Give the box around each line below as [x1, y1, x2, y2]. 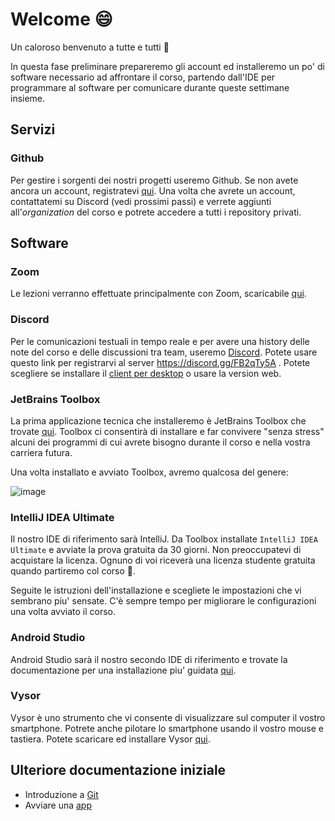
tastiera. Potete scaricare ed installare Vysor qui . [10, 733, 211, 745]
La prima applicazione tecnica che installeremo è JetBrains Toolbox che [10, 414, 307, 427]
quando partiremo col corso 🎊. [10, 565, 137, 577]
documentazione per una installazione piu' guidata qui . [10, 664, 237, 676]
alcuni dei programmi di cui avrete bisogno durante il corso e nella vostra [10, 436, 311, 448]
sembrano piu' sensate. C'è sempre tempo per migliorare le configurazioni [10, 595, 317, 607]
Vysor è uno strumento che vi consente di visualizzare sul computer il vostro [10, 711, 326, 723]
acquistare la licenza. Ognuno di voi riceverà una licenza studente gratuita [10, 554, 316, 567]
